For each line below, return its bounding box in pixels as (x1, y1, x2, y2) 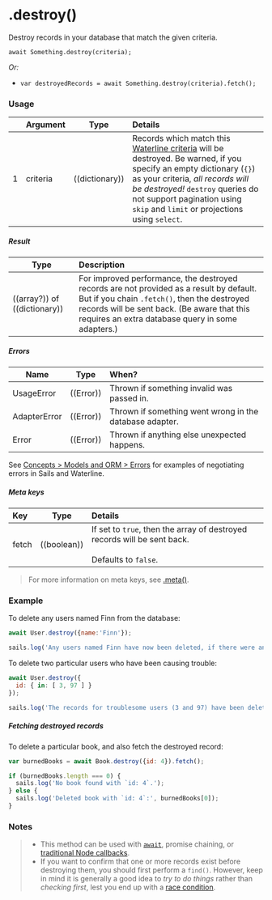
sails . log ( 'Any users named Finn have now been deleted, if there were (8, 643, 255, 652)
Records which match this (132, 133, 231, 144)
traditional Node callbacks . (40, 848, 130, 858)
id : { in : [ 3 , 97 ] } (15, 681, 92, 690)
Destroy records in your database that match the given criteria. (8, 32, 218, 42)
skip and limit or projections (132, 204, 244, 215)
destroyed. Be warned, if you (132, 153, 242, 164)
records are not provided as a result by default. (79, 283, 257, 295)
